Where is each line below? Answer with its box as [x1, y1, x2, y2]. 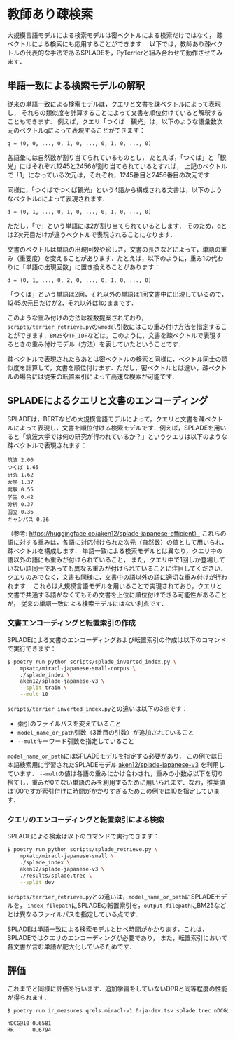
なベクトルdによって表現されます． [7, 194, 108, 203]
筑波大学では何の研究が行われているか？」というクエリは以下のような [25, 432, 227, 440]
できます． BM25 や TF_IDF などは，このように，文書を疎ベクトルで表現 [19, 331, 216, 339]
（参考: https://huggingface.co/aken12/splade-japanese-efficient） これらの [7, 529, 227, 537]
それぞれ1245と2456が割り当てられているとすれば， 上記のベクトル [31, 162, 227, 170]
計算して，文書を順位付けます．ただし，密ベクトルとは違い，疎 [25, 363, 209, 372]
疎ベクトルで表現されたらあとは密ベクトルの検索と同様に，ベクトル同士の [7, 355, 222, 363]
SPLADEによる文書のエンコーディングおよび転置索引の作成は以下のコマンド [7, 635, 227, 644]
